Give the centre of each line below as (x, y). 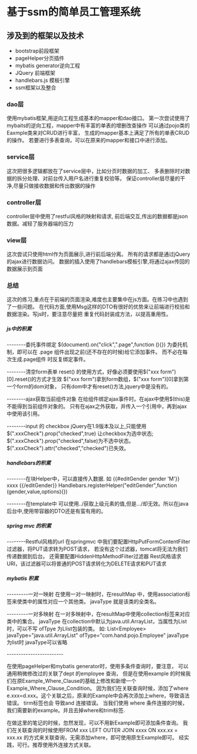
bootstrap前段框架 (37, 51)
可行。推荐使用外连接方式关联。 (55, 745)
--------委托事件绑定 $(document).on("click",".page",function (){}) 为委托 (95, 345)
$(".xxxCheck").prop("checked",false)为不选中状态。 (70, 441)
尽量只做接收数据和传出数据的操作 (55, 185)
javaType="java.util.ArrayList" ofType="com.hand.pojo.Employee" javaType (98, 635)
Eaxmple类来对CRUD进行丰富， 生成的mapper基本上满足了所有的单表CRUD (98, 133)
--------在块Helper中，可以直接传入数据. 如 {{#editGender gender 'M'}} (93, 479)
